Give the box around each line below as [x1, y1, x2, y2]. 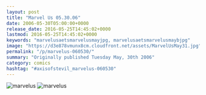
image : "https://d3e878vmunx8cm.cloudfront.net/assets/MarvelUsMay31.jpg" [6, 43, 202, 49]
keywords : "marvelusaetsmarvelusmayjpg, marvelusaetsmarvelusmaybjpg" [6, 37, 191, 43]
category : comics [6, 60, 51, 66]
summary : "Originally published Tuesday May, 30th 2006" [6, 54, 155, 60]
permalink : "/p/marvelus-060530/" [6, 49, 95, 55]
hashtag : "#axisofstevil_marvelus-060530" [6, 65, 116, 72]
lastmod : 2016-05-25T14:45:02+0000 [6, 32, 97, 38]
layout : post [6, 9, 40, 15]
